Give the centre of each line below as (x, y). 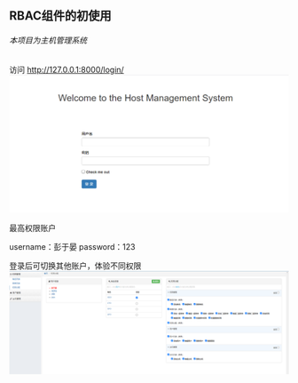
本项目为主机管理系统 (48, 40)
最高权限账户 (32, 228)
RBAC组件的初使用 (61, 16)
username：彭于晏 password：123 (72, 247)
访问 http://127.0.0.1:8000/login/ (67, 69)
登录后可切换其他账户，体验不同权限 (75, 266)
